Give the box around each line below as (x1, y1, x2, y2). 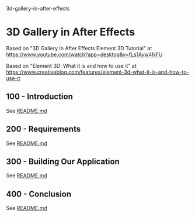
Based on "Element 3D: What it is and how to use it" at (6, 62, 137, 69)
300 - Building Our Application (6, 156, 120, 166)
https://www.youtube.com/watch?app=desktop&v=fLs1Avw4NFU (6, 51, 163, 58)
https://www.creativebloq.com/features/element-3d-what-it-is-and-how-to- (6, 68, 190, 75)
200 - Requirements (6, 124, 81, 134)
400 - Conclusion (6, 189, 72, 199)
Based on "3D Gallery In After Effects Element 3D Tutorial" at (6, 44, 152, 51)
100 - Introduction (6, 92, 73, 102)
